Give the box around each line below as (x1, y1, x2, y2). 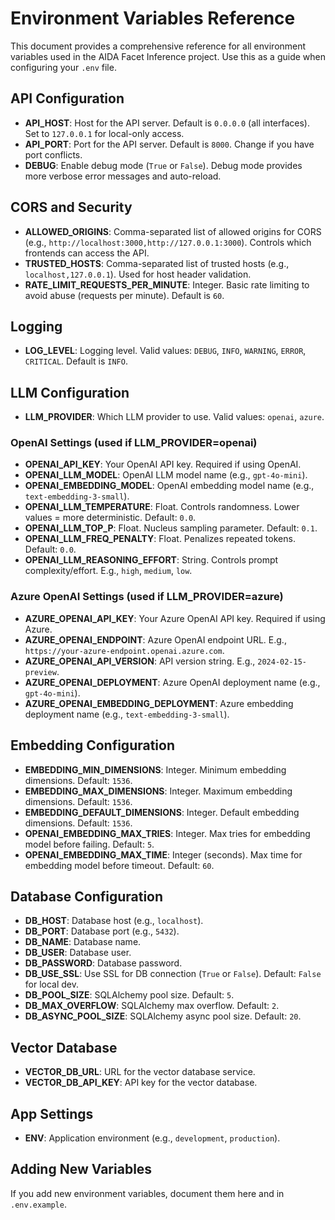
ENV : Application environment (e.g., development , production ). (24, 1132, 281, 1144)
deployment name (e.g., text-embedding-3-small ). (24, 708, 230, 720)
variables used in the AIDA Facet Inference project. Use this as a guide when (10, 50, 326, 62)
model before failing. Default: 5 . (24, 838, 155, 850)
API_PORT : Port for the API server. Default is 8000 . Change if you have (24, 138, 315, 150)
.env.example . (10, 1198, 67, 1210)
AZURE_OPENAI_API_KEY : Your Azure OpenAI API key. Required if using (24, 612, 326, 624)
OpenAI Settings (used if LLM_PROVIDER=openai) (10, 436, 258, 450)
